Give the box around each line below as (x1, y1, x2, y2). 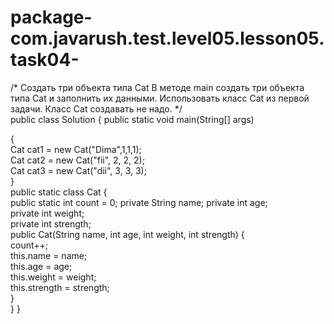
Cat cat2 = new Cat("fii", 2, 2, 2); (10, 154, 145, 166)
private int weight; (10, 207, 85, 219)
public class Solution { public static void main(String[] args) (10, 113, 255, 125)
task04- (10, 49, 80, 71)
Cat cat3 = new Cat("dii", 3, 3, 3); (10, 164, 147, 176)
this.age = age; (10, 260, 73, 272)
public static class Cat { (10, 186, 108, 198)
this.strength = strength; (10, 281, 110, 293)
